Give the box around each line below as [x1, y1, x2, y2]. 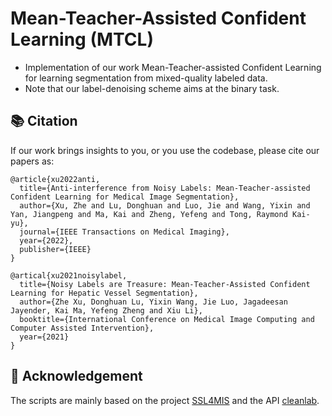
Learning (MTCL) [10, 28, 154, 51]
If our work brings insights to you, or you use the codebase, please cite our [10, 144, 320, 156]
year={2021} [19, 332, 70, 342]
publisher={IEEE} [19, 244, 92, 254]
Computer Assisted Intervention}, [10, 323, 155, 333]
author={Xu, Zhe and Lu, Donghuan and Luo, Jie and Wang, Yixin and [19, 200, 311, 211]
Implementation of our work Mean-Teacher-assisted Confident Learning [24, 61, 322, 73]
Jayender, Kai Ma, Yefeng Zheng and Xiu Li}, [10, 305, 203, 316]
